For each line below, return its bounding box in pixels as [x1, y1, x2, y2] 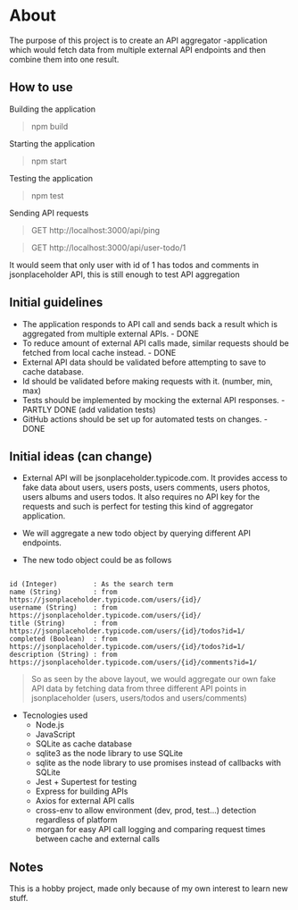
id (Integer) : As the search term [9, 580, 174, 589]
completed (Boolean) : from [9, 635, 118, 644]
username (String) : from [9, 603, 118, 612]
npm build [30, 121, 69, 131]
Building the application [9, 104, 96, 114]
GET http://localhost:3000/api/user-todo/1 [30, 242, 186, 253]
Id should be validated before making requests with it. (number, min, [21, 375, 273, 386]
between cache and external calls [35, 833, 161, 845]
